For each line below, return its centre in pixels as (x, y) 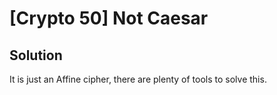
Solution (36, 55)
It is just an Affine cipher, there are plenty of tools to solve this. (138, 79)
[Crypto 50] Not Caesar (109, 18)
